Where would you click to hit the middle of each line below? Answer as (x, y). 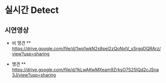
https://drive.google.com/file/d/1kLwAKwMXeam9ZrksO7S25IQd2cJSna (85, 70)
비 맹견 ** (21, 43)
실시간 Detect (32, 10)
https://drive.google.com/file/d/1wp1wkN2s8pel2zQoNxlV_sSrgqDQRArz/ (86, 48)
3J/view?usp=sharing (34, 75)
